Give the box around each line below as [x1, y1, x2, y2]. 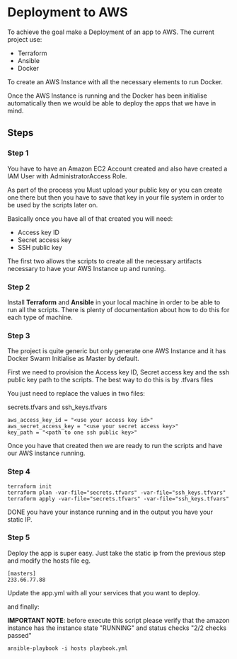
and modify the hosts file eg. [7, 556, 91, 565]
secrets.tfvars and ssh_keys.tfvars [7, 403, 108, 411]
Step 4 [7, 466, 30, 476]
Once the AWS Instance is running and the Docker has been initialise [7, 91, 207, 100]
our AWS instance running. [7, 449, 86, 457]
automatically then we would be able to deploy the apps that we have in [7, 98, 216, 107]
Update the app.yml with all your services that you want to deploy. [7, 588, 200, 597]
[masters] [7, 570, 37, 577]
